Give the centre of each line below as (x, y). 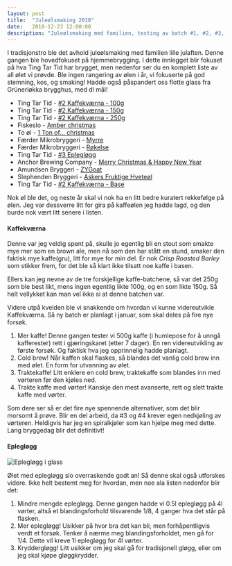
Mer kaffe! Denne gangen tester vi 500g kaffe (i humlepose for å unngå (119, 336)
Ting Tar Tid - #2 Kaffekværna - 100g (71, 103)
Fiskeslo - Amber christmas (56, 125)
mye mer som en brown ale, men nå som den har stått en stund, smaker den (116, 251)
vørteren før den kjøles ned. (57, 380)
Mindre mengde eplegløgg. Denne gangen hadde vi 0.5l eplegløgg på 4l (120, 503)
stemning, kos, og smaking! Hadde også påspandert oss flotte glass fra (109, 82)
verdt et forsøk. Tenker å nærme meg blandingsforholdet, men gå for (116, 533)
